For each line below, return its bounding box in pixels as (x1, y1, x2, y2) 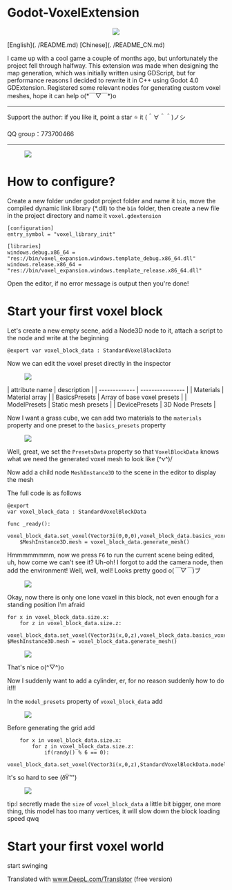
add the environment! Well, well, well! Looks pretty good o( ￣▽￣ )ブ (7, 566, 201, 575)
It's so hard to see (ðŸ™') (7, 773, 77, 781)
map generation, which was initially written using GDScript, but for (7, 68, 195, 77)
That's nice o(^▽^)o (7, 662, 64, 671)
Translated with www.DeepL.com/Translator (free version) (7, 875, 173, 883)
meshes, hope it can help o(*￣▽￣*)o (7, 91, 117, 100)
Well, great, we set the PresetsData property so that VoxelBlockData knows (7, 447, 220, 456)
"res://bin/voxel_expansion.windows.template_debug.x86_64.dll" (7, 254, 196, 262)
